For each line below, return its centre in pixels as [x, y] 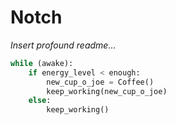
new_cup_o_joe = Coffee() [100, 82]
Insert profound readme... [63, 45]
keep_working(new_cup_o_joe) [107, 91]
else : [40, 101]
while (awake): [42, 63]
